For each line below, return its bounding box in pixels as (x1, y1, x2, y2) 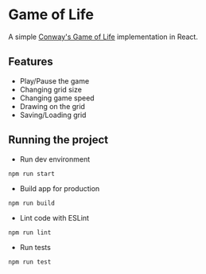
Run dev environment (19, 154, 91, 164)
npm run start (8, 170, 56, 178)
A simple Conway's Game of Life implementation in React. (8, 32, 199, 41)
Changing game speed (19, 93, 95, 103)
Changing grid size (19, 84, 82, 94)
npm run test (8, 257, 52, 266)
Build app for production (19, 183, 100, 193)
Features (8, 55, 53, 68)
